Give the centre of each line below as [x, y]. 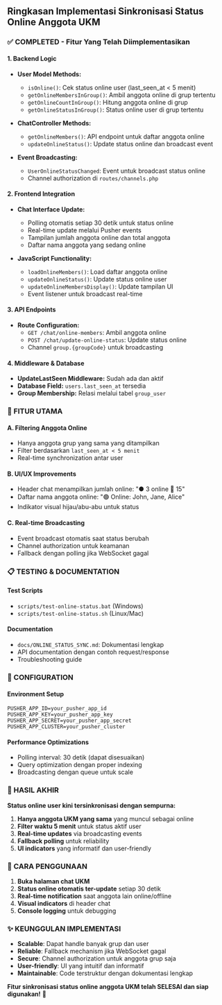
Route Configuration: [48, 325]
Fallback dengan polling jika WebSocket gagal [83, 553]
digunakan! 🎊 [27, 994]
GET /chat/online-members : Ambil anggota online [97, 332]
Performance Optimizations [48, 742]
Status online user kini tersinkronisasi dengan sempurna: [91, 805]
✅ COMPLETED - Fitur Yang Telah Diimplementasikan [99, 42]
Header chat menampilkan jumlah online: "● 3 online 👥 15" [101, 489]
